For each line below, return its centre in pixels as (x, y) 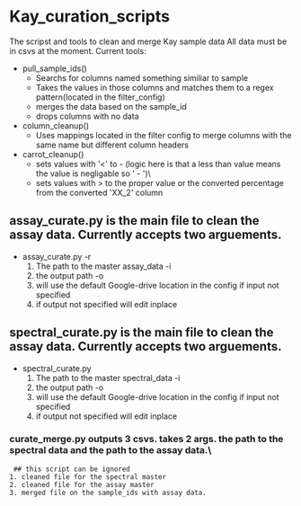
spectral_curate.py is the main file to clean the (142, 333)
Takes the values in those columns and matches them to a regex (155, 87)
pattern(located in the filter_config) (101, 97)
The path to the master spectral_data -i (108, 377)
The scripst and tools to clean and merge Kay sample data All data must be (148, 41)
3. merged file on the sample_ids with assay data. (108, 493)
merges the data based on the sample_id (111, 106)
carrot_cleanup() (53, 154)
